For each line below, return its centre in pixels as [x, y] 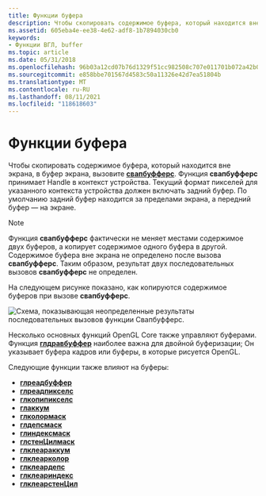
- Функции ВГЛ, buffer [46, 45]
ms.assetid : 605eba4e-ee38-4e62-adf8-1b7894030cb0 [93, 30]
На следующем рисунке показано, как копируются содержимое [118, 287]
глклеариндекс [46, 475]
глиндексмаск [45, 433]
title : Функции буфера [46, 15]
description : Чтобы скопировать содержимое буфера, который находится [127, 23]
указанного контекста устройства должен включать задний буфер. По [128, 190]
